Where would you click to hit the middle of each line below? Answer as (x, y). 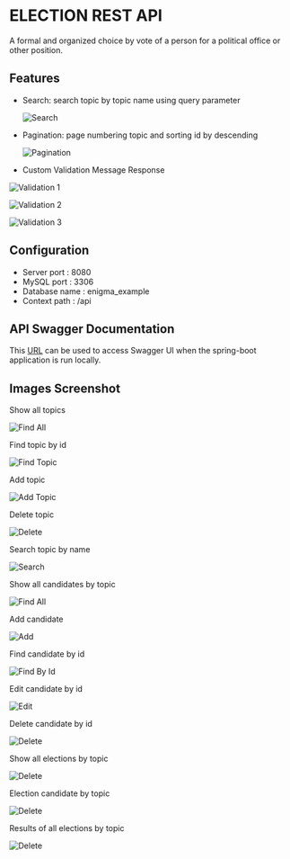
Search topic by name (50, 550)
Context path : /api (57, 300)
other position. (36, 49)
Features (35, 79)
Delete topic (32, 515)
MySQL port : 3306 (58, 282)
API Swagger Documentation (92, 329)
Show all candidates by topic (62, 585)
